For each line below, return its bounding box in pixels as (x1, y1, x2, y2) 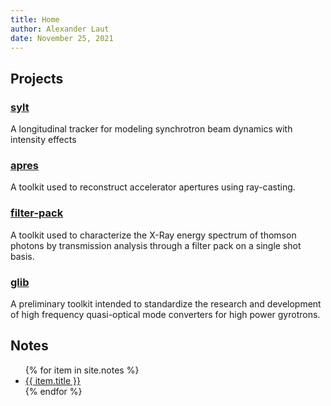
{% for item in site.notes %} (24, 364, 140, 376)
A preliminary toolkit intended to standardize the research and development (10, 297, 322, 310)
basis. (10, 250, 35, 262)
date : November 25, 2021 (10, 33, 114, 43)
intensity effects (10, 134, 77, 146)
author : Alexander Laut (10, 24, 110, 34)
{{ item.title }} (24, 374, 81, 386)
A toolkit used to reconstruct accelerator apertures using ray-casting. (10, 181, 296, 193)
